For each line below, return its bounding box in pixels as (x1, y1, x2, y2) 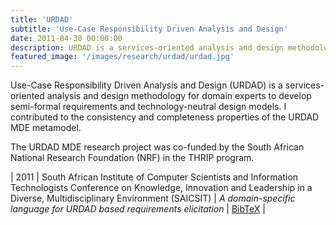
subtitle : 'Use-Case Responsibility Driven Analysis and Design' (10, 24, 288, 34)
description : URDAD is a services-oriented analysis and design (10, 42, 284, 53)
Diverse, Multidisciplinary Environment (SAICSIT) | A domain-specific (10, 192, 296, 205)
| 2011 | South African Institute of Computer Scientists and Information (10, 171, 299, 183)
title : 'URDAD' (10, 14, 74, 25)
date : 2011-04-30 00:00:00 (10, 33, 123, 43)
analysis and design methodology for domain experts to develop (46, 90, 312, 102)
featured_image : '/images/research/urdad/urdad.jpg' (10, 52, 235, 62)
